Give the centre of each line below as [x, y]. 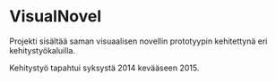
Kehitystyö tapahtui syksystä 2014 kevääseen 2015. [104, 68]
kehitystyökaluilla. [43, 50]
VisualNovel [56, 16]
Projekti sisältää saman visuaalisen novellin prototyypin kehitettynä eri [138, 41]
